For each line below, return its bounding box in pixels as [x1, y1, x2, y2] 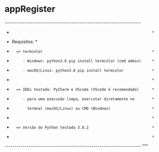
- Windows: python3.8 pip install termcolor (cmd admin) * [23, 58, 155, 63]
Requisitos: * [11, 38, 38, 45]
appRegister [4, 3, 56, 15]
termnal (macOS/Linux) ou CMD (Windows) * [27, 106, 155, 111]
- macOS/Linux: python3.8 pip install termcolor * [23, 68, 155, 73]
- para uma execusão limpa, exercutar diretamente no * [23, 97, 155, 101]
